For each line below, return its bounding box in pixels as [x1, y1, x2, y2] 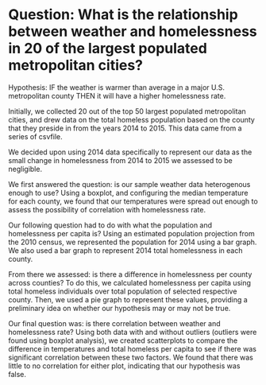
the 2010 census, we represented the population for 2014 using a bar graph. [8, 237, 257, 247]
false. [8, 369, 26, 379]
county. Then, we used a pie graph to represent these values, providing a [8, 294, 248, 304]
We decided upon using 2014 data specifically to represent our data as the [8, 147, 253, 157]
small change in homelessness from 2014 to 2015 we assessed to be [8, 155, 233, 165]
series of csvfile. [8, 131, 63, 141]
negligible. [8, 164, 42, 173]
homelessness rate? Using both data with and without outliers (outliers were [8, 327, 257, 336]
